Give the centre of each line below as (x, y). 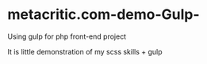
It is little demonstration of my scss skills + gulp (85, 51)
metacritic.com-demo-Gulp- (103, 15)
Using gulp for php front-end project (67, 36)
